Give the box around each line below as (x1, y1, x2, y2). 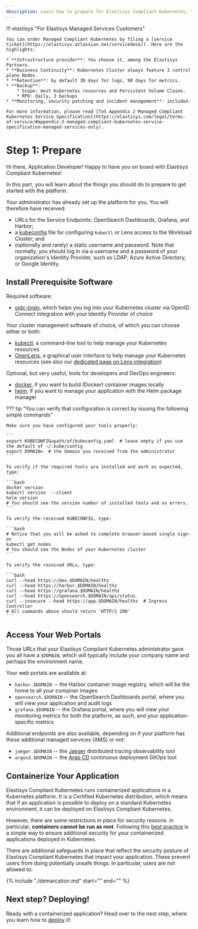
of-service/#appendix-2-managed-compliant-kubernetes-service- (6, 119, 165, 124)
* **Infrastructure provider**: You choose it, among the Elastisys (6, 57, 178, 63)
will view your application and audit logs (14, 700, 112, 707)
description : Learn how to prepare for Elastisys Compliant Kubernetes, (6, 8, 189, 15)
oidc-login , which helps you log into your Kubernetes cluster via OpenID (14, 304, 190, 311)
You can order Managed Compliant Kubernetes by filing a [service (6, 36, 173, 42)
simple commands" (6, 411, 53, 419)
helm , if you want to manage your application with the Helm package (14, 388, 181, 395)
